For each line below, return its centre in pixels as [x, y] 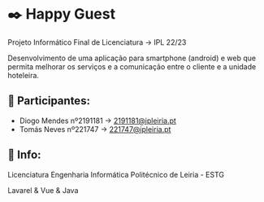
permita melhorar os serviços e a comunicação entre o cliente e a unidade [132, 66]
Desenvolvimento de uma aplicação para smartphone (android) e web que [132, 58]
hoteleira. [24, 75]
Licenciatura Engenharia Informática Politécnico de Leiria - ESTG [116, 174]
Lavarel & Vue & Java [43, 190]
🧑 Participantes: [49, 101]
